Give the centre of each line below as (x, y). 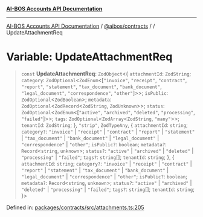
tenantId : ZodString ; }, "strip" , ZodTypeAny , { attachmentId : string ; (105, 125)
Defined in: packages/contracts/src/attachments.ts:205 (75, 207)
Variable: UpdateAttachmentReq (89, 57)
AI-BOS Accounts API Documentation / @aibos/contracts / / (81, 26)
